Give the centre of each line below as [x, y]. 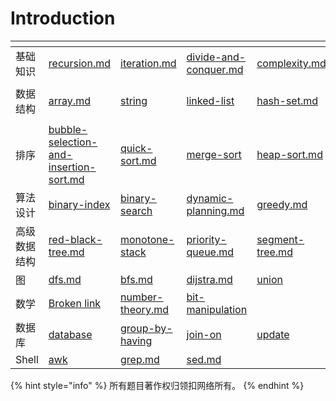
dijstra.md [209, 279]
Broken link [75, 303]
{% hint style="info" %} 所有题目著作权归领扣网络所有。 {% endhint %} [157, 385]
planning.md [215, 210]
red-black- [75, 239]
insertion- [72, 167]
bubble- [68, 129]
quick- [136, 148]
